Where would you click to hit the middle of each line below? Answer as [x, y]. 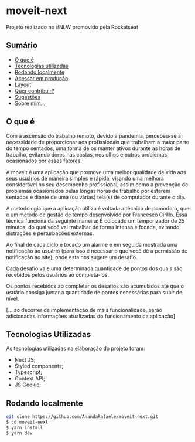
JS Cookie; [28, 385]
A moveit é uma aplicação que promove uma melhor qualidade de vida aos [96, 172]
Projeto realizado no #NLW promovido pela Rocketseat [72, 27]
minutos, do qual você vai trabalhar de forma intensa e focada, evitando [93, 227]
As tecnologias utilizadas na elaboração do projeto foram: [76, 348]
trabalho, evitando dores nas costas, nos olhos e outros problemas [87, 154]
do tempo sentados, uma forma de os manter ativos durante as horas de [93, 148]
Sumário [22, 45]
